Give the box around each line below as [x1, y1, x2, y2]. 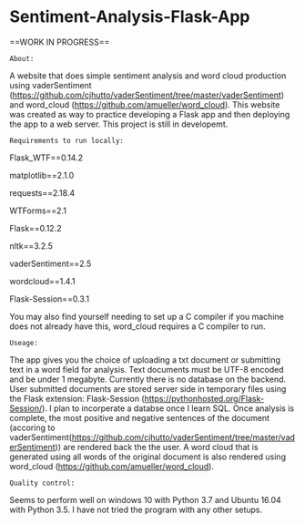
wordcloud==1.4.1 [9, 275, 76, 286]
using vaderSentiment [9, 79, 93, 90]
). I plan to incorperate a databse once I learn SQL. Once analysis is [42, 403, 294, 414]
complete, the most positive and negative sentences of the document [9, 412, 270, 423]
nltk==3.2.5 [9, 240, 53, 252]
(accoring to [9, 422, 56, 433]
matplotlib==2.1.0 [9, 170, 75, 180]
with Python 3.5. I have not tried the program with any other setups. [9, 504, 263, 515]
